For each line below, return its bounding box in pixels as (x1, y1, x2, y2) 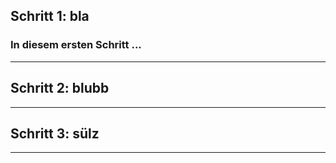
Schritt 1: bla (10, 8, 90, 25)
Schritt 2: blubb (10, 80, 110, 97)
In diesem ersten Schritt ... (10, 38, 142, 52)
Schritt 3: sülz (10, 125, 100, 142)
